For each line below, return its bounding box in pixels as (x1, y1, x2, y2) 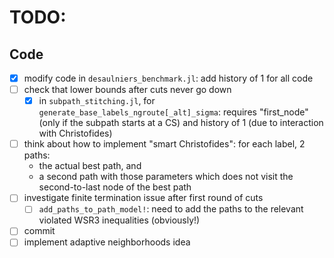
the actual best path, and (38, 160, 142, 172)
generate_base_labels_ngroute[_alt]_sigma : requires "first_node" (38, 106, 309, 118)
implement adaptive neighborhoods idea (23, 236, 191, 248)
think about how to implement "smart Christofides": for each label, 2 (23, 138, 306, 150)
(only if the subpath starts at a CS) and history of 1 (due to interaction (38, 117, 324, 129)
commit (23, 225, 56, 237)
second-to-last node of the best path (38, 181, 192, 193)
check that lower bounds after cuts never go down (23, 84, 232, 96)
